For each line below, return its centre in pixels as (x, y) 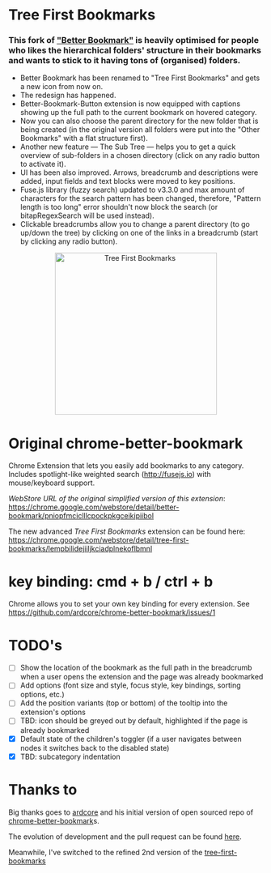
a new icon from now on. (61, 87)
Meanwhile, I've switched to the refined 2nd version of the (106, 852)
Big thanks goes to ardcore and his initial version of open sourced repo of (131, 812)
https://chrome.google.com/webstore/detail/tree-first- (99, 540)
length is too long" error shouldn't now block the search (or (119, 207)
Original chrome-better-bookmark (126, 443)
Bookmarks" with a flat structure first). (84, 138)
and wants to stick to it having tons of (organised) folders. (125, 61)
